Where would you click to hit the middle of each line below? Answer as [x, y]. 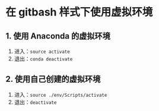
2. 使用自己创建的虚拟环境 [53, 79]
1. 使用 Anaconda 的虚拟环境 [58, 36]
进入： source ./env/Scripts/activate [61, 94]
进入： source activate [42, 51]
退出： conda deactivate [43, 59]
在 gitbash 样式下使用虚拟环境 [79, 12]
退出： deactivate [35, 102]
